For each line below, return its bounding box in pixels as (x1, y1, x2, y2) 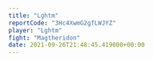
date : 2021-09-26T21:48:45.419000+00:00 (8, 41, 146, 49)
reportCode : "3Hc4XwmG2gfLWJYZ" (8, 19, 116, 27)
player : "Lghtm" (8, 26, 62, 34)
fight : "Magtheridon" (8, 33, 81, 42)
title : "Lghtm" (8, 11, 59, 20)
